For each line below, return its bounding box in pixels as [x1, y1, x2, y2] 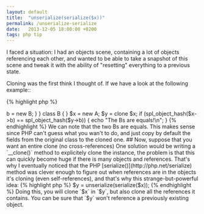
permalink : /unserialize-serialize [6, 20, 97, 26]
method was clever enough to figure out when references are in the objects [6, 169, 197, 176]
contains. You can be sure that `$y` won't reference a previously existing [6, 194, 189, 202]
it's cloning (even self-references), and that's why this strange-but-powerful [6, 175, 199, 182]
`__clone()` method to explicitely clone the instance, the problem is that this [6, 149, 195, 157]
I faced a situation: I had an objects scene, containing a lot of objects [6, 48, 180, 56]
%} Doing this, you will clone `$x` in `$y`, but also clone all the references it [6, 188, 195, 196]
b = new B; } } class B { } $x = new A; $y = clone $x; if [6, 110, 142, 117]
